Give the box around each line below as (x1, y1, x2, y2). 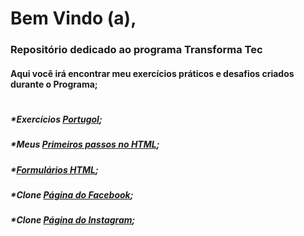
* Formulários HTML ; (10, 163, 99, 176)
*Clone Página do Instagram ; (10, 214, 136, 226)
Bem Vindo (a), (10, 7, 137, 30)
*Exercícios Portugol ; (10, 113, 103, 125)
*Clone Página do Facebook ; (10, 189, 134, 201)
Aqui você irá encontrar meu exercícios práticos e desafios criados (10, 67, 295, 79)
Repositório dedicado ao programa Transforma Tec (10, 43, 263, 57)
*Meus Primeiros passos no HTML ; (10, 138, 160, 151)
